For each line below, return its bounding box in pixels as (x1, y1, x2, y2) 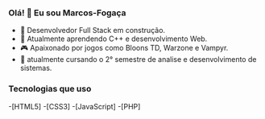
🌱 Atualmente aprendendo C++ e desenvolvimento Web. (19, 34, 208, 43)
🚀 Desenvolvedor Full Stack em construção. (19, 26, 166, 35)
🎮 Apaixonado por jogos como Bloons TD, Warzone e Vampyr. (19, 43, 229, 53)
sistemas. (19, 64, 52, 73)
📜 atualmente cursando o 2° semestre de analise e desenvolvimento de (19, 55, 257, 64)
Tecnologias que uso (8, 84, 92, 95)
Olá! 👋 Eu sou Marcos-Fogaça (8, 7, 126, 18)
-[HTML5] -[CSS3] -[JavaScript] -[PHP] (8, 101, 141, 111)
